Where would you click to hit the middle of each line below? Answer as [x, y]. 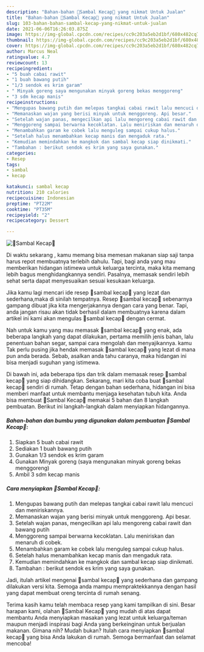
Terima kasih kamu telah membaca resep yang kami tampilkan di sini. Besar [101, 605]
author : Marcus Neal [32, 52]
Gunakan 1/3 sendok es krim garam [59, 455]
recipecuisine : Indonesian [40, 198]
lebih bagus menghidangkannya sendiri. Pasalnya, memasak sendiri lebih [98, 275]
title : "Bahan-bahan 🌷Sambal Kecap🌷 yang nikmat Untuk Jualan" [88, 18]
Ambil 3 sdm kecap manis [47, 475]
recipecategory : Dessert [38, 221]
